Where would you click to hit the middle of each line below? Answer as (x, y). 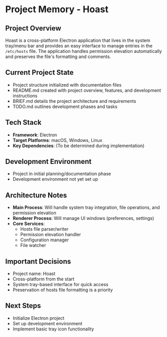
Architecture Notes (36, 195)
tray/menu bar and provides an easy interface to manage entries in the (79, 46)
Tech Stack (23, 122)
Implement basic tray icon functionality (53, 329)
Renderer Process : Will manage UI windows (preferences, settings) (83, 218)
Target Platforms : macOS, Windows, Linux (57, 140)
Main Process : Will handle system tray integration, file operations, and (86, 208)
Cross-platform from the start (43, 279)
